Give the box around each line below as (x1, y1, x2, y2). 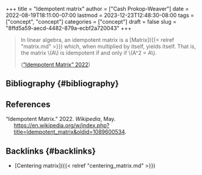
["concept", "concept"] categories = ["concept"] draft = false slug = (5, 18, 177, 25)
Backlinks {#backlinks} (5, 146, 96, 156)
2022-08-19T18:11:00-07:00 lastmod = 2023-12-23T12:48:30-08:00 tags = (5, 12, 195, 19)
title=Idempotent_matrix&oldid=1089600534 (13, 128, 125, 136)
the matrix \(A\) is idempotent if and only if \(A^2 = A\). (20, 49, 157, 57)
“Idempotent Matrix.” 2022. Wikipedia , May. (5, 115, 116, 123)
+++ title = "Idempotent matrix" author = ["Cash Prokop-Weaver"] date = (5, 5, 189, 12)
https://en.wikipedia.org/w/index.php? (13, 122, 110, 129)
